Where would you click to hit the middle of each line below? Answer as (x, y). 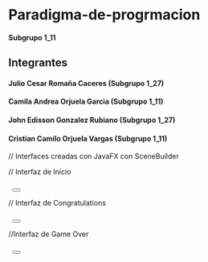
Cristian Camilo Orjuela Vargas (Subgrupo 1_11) (88, 138)
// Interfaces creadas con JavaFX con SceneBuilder (94, 156)
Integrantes (38, 63)
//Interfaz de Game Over (49, 234)
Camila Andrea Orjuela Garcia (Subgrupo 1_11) (86, 101)
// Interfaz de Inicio (40, 172)
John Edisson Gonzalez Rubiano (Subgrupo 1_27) (92, 120)
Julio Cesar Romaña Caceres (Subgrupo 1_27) (86, 83)
